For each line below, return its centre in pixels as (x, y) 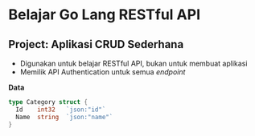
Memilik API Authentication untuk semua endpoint (103, 72)
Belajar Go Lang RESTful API (105, 15)
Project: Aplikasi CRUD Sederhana (96, 44)
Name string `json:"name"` (64, 117)
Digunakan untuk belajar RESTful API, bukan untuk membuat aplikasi (134, 63)
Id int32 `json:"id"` (61, 110)
